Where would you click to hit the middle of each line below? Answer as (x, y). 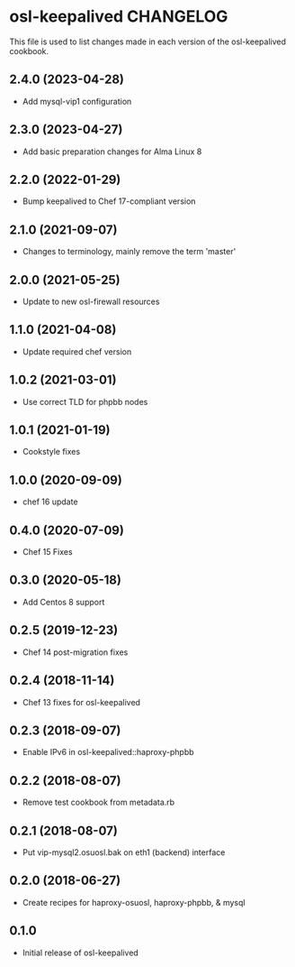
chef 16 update (50, 502)
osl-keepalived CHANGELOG (119, 17)
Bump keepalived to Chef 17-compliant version (109, 201)
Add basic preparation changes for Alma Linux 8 (112, 152)
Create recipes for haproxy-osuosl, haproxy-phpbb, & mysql (134, 902)
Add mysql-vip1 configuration (77, 101)
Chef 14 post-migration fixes (75, 652)
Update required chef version (77, 351)
